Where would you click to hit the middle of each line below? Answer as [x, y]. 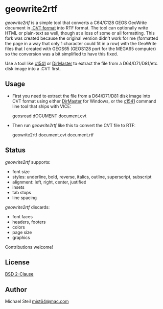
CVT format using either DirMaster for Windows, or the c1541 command [84, 101]
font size [21, 171]
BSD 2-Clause [19, 274]
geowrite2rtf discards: [27, 207]
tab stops [22, 192]
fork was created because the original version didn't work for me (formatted [82, 38]
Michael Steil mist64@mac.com [37, 301]
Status [15, 150]
